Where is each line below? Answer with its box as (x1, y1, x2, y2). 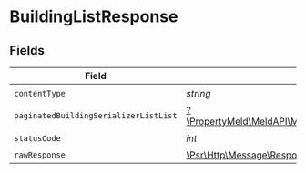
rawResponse (14, 150, 66, 160)
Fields (9, 43, 46, 58)
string (186, 86, 211, 99)
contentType (14, 88, 66, 98)
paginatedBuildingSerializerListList (14, 111, 178, 120)
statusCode (14, 133, 61, 143)
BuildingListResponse (9, 6, 178, 27)
